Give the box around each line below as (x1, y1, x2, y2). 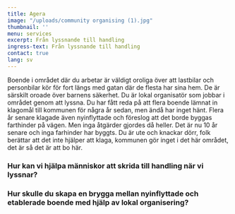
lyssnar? (7, 170, 38, 179)
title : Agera (7, 10, 46, 18)
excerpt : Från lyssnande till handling (7, 37, 125, 44)
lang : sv (7, 57, 33, 64)
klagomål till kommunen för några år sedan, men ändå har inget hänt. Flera (7, 105, 224, 114)
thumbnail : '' (7, 23, 49, 30)
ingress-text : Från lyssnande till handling (7, 43, 140, 50)
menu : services (7, 30, 52, 37)
